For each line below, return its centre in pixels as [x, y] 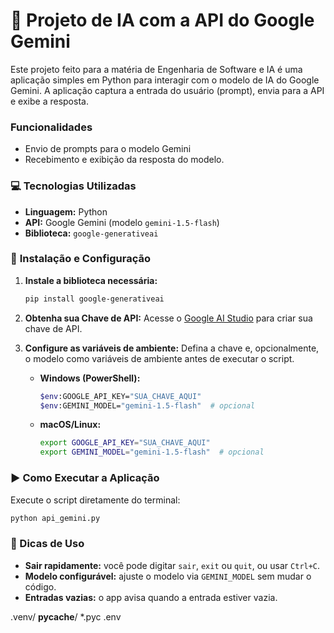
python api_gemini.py [55, 518]
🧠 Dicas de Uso [47, 544]
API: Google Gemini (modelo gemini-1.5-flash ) [122, 222]
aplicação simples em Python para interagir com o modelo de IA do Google [165, 80]
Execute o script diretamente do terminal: [95, 500]
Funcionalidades [51, 127]
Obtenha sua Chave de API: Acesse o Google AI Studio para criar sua [168, 318]
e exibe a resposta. [49, 101]
